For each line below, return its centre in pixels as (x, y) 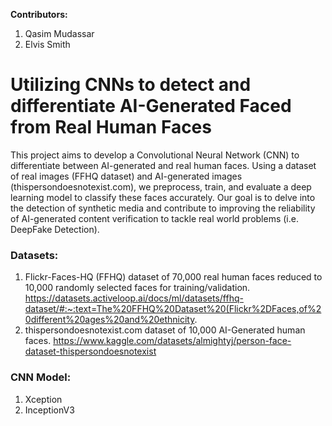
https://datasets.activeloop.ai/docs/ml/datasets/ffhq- (134, 298)
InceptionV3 (49, 410)
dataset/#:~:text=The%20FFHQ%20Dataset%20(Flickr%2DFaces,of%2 (173, 309)
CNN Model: (41, 377)
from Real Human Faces (111, 127)
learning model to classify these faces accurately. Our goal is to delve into (163, 197)
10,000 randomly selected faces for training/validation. (137, 288)
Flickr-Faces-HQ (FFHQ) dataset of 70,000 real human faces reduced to (173, 277)
